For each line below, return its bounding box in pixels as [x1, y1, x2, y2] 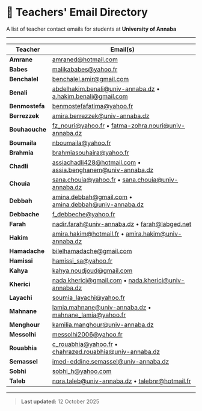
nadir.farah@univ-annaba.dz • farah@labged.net [52, 219, 192, 228]
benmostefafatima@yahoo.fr [52, 102, 133, 110]
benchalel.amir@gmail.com [52, 75, 129, 83]
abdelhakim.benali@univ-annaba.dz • [52, 84, 161, 93]
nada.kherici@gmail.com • [52, 276, 127, 284]
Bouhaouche [9, 125, 47, 133]
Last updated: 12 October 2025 [20, 398, 100, 405]
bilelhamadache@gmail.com [52, 246, 132, 255]
